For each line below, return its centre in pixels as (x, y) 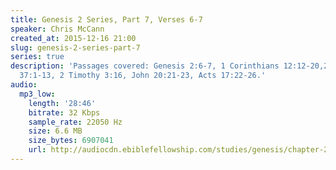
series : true (37, 57)
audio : (24, 85)
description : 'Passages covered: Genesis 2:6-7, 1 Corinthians (145, 66)
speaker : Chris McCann (57, 29)
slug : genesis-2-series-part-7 (75, 47)
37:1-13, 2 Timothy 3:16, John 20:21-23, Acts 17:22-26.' (143, 76)
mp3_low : (37, 94)
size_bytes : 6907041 (71, 141)
